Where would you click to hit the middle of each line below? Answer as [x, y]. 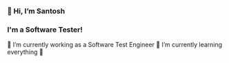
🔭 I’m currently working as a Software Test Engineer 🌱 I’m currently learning [115, 45]
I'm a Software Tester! [45, 29]
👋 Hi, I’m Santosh [36, 11]
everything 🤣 [25, 52]
